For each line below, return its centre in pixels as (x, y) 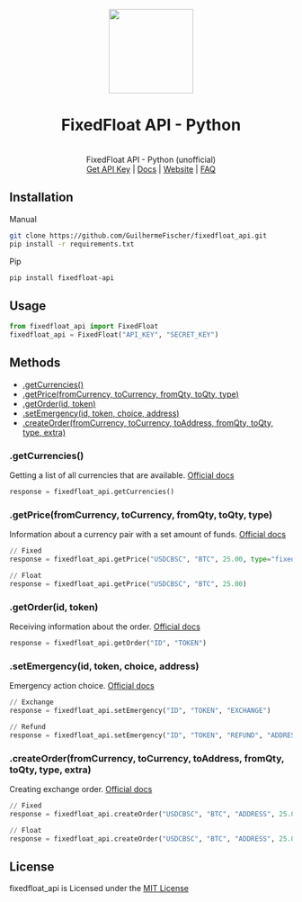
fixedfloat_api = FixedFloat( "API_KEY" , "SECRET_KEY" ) (114, 335)
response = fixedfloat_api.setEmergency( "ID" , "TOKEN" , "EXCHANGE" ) (140, 711)
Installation (41, 198)
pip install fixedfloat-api (62, 278)
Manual (23, 219)
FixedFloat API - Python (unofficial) (151, 159)
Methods (35, 363)
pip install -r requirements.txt (72, 244)
